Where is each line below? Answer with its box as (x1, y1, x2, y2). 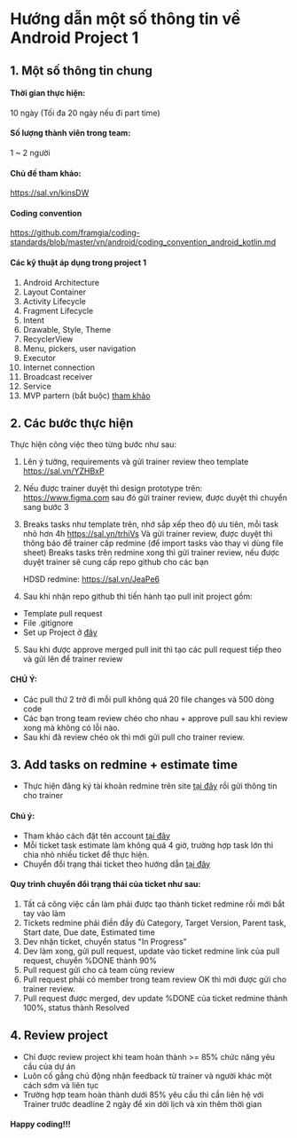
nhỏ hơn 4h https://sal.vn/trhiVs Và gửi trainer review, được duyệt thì (22, 529, 273, 539)
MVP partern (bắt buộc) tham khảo (22, 390, 151, 401)
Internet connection (22, 362, 96, 373)
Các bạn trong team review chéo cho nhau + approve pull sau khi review (22, 712, 288, 723)
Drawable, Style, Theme (22, 324, 112, 334)
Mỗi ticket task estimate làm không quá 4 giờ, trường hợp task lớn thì (22, 839, 274, 851)
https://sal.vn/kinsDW (10, 187, 90, 199)
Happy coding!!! (10, 1118, 71, 1130)
